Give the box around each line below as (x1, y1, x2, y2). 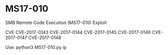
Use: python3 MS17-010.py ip (5, 44, 67, 50)
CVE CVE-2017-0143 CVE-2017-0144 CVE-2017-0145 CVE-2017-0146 (5, 29, 151, 35)
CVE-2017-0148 (28, 34, 62, 40)
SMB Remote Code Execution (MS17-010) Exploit (5, 19, 107, 25)
